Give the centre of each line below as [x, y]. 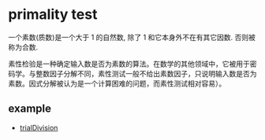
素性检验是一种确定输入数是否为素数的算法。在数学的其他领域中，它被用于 [129, 64]
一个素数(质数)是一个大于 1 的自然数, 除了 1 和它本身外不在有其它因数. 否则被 [132, 37]
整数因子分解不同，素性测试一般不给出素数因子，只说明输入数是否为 [146, 73]
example [30, 109]
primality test [53, 15]
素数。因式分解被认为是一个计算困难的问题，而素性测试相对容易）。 [117, 83]
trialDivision [39, 127]
